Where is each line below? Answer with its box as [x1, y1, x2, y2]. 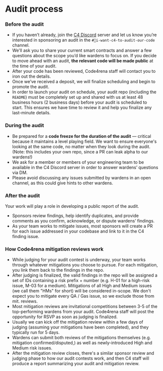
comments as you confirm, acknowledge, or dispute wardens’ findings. [12, 218, 155, 224]
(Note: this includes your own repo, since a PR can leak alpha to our [12, 149, 148, 154]
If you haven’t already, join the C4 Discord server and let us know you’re [12, 32, 157, 38]
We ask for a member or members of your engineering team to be [12, 159, 145, 165]
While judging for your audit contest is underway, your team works [12, 257, 146, 262]
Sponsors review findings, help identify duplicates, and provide [12, 213, 139, 218]
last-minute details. [12, 110, 51, 116]
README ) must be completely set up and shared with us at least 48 [12, 94, 144, 100]
